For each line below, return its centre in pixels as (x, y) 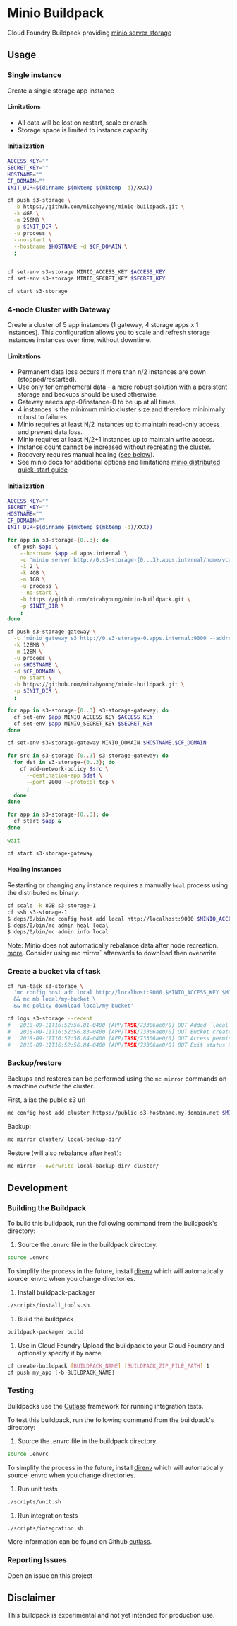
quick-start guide (43, 470)
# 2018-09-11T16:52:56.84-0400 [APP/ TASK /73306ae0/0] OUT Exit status (116, 1045)
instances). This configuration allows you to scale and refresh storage (109, 332)
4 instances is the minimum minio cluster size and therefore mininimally (121, 409)
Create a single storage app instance (61, 91)
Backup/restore (35, 1063)
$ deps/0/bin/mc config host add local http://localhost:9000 (101, 919)
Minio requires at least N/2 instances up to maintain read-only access (119, 425)
